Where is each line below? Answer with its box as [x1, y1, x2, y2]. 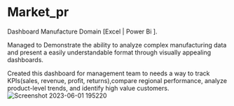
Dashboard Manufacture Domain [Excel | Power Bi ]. [7, 27, 158, 36]
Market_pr [7, 4, 69, 20]
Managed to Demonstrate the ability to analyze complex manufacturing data [7, 40, 227, 49]
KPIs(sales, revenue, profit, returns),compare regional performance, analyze [7, 76, 228, 84]
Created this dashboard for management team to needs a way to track [7, 69, 210, 77]
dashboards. [7, 55, 44, 63]
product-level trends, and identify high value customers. [7, 84, 170, 92]
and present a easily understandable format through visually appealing [7, 48, 212, 56]
